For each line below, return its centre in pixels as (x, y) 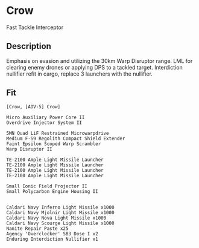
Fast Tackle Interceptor (35, 27)
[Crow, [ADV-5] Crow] (33, 106)
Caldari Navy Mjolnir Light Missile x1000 (60, 212)
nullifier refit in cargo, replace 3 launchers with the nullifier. (79, 74)
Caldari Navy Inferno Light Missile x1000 (60, 207)
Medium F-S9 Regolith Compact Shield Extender (66, 139)
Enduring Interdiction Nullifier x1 (52, 239)
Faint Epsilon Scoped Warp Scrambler (54, 144)
